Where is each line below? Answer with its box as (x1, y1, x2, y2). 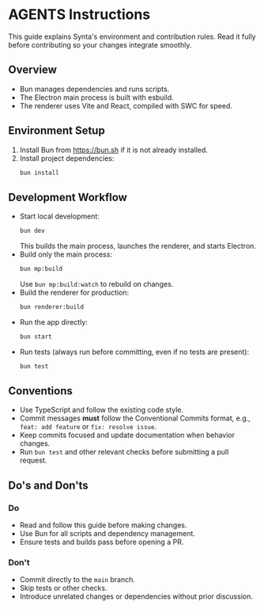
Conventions (8, 384, 74, 398)
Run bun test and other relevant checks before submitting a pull (19, 447, 229, 457)
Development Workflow (8, 190, 128, 204)
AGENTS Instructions (8, 6, 151, 24)
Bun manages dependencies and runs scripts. (19, 84, 170, 93)
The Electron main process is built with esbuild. (19, 93, 174, 102)
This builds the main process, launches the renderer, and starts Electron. (19, 242, 257, 251)
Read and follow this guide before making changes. (19, 520, 187, 530)
